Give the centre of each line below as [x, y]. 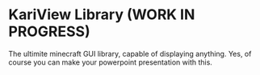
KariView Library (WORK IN [102, 15]
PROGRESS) [49, 32]
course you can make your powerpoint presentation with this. [110, 62]
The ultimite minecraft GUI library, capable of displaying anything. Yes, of [130, 53]
